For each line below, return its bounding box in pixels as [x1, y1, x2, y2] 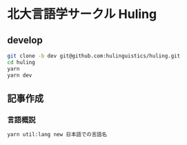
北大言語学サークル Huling [7, 6, 157, 22]
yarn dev [7, 72, 32, 79]
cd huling [7, 59, 36, 66]
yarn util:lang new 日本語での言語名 [7, 131, 108, 138]
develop [7, 34, 43, 46]
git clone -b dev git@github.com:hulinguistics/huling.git [7, 52, 181, 59]
